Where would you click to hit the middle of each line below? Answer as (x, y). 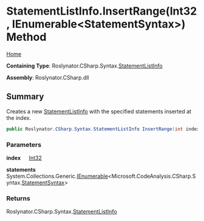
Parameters (24, 144)
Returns (18, 198)
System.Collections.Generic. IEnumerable (57, 176)
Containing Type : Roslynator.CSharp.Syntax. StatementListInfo (84, 66)
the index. (19, 118)
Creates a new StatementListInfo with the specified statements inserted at (99, 111)
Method (26, 37)
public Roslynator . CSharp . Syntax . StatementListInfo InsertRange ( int (95, 129)
